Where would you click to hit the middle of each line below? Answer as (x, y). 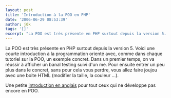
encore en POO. (22, 91)
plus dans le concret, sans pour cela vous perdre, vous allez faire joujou (81, 70)
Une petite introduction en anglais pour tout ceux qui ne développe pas (81, 85)
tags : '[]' (17, 29)
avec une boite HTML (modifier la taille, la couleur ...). (62, 75)
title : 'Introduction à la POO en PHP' (48, 15)
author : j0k (18, 24)
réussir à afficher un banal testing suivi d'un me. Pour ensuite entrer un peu (85, 65)
